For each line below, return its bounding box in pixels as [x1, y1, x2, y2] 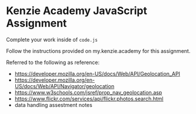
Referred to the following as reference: [6, 59, 100, 66]
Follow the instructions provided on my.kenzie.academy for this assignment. [6, 47, 191, 54]
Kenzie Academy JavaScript [6, 4, 147, 18]
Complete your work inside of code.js [6, 36, 98, 43]
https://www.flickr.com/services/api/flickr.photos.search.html [14, 95, 164, 102]
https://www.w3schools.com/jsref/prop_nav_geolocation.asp [14, 89, 162, 96]
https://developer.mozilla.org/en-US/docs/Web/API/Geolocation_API [14, 70, 181, 77]
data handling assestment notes [14, 101, 92, 108]
